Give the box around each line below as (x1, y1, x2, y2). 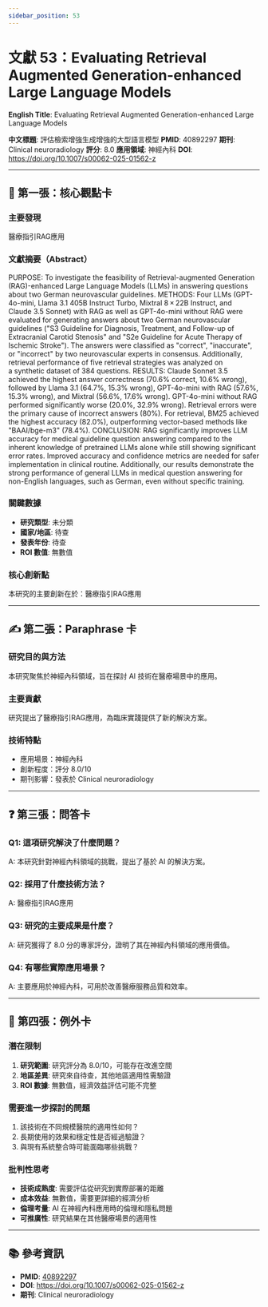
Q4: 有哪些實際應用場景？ (8, 962, 107, 973)
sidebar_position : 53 (8, 11, 81, 20)
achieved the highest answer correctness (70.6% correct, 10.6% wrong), (8, 374, 247, 384)
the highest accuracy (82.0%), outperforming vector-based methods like (8, 416, 247, 426)
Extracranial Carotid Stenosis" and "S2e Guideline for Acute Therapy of (8, 332, 242, 341)
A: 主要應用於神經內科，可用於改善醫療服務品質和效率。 (8, 982, 192, 991)
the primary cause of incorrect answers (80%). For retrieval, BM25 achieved (8, 408, 259, 418)
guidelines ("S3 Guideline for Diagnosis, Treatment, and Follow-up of (8, 323, 235, 333)
